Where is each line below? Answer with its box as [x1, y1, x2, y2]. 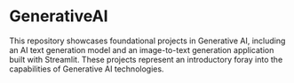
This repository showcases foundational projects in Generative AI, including [9, 35, 286, 46]
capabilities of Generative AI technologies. [9, 64, 164, 74]
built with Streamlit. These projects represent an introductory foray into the [9, 54, 283, 64]
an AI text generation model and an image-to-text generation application [9, 44, 274, 55]
